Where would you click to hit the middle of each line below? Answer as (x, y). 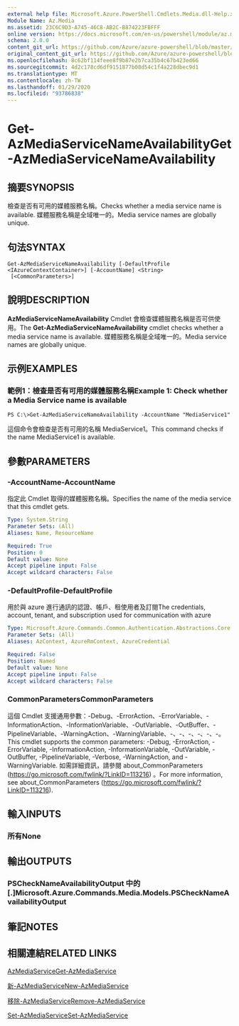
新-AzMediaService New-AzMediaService (68, 985)
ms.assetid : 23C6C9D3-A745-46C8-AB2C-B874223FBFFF (84, 27)
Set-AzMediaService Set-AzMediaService (68, 1015)
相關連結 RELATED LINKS (62, 954)
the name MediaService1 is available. (62, 437)
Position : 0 (25, 553)
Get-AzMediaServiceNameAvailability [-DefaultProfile (89, 264)
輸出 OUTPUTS (40, 861)
